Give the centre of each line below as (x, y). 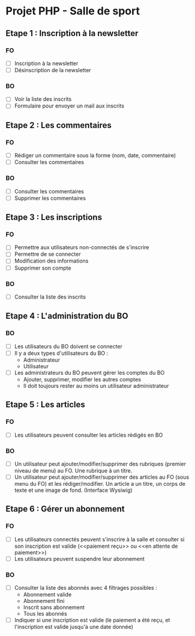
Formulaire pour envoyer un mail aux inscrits (69, 106)
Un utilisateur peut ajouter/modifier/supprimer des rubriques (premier (100, 464)
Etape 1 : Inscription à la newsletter (72, 33)
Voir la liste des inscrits (43, 99)
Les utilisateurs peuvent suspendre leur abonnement (79, 559)
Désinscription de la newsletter (52, 70)
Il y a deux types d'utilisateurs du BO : (61, 353)
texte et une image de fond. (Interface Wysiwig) (73, 490)
